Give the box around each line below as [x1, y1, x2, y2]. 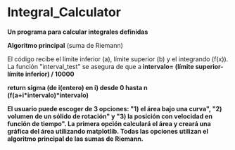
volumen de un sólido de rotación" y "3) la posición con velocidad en [7, 112, 213, 120]
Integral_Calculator [7, 4, 122, 20]
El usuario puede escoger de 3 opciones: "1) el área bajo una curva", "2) [7, 104, 222, 113]
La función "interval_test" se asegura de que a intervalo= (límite [7, 62, 195, 70]
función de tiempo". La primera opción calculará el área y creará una [7, 119, 211, 127]
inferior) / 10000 [25, 70, 75, 78]
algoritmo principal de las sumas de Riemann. [7, 135, 144, 143]
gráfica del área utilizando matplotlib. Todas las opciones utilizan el [7, 127, 209, 135]
